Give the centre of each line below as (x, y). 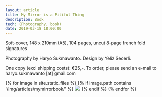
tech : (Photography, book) (33, 24)
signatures (16, 48)
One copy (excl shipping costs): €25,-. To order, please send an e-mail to (81, 68)
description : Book (24, 19)
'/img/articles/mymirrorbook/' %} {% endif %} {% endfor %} (71, 89)
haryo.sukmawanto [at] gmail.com (41, 73)
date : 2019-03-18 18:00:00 (33, 29)
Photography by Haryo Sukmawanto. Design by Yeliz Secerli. (68, 58)
